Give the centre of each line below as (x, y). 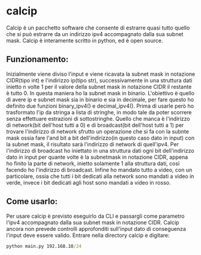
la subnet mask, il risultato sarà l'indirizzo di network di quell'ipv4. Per (92, 144)
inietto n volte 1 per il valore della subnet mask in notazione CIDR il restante (99, 87)
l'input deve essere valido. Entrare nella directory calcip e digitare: (88, 235)
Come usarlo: (32, 202)
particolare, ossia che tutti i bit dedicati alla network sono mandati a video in (100, 176)
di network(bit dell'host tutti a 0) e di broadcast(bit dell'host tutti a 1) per (95, 125)
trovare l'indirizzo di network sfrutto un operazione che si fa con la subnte (97, 131)
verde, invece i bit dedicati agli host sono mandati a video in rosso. (88, 182)
